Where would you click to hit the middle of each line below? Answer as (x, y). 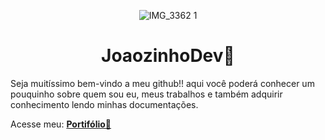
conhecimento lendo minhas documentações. (104, 104)
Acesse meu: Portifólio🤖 (61, 124)
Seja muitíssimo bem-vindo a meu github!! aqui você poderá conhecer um (162, 83)
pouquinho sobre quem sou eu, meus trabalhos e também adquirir (146, 94)
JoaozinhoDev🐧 (168, 56)
